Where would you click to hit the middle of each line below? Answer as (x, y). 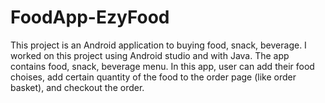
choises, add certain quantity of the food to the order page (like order (153, 77)
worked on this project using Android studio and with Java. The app (150, 55)
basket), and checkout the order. (77, 87)
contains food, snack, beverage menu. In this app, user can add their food (162, 66)
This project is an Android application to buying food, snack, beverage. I (158, 45)
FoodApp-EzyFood (90, 17)
